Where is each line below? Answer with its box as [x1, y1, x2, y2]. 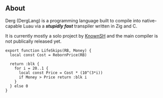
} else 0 [10, 83, 28, 88]
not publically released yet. [5, 38, 62, 44]
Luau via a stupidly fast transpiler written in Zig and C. [23, 23, 138, 29]
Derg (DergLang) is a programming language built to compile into [5, 17, 141, 23]
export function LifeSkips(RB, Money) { [5, 48, 92, 53]
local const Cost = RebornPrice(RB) [10, 52, 87, 57]
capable [5, 23, 22, 29]
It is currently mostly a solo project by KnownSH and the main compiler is [5, 32, 158, 39]
